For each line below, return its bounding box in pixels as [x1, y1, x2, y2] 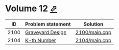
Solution [83, 21, 104, 27]
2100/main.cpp [75, 29, 112, 36]
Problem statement [25, 21, 71, 27]
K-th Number [25, 37, 56, 44]
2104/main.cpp [75, 37, 112, 44]
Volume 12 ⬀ [5, 3, 58, 14]
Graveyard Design [25, 29, 67, 36]
